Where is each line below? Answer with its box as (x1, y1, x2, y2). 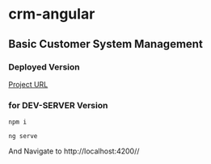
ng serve (8, 132, 38, 141)
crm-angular (8, 5, 95, 23)
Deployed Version (8, 61, 80, 73)
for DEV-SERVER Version (8, 99, 108, 111)
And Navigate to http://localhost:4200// (8, 146, 140, 156)
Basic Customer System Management (8, 37, 204, 51)
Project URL (8, 79, 49, 89)
